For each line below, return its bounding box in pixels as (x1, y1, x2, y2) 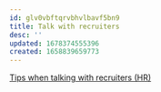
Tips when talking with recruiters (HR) (9, 72, 152, 83)
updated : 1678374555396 (9, 38, 100, 48)
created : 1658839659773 (9, 47, 100, 56)
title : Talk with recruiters (9, 22, 120, 31)
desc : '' (9, 30, 43, 39)
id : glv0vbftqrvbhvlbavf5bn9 (9, 13, 120, 23)
